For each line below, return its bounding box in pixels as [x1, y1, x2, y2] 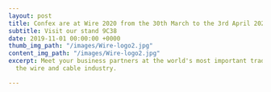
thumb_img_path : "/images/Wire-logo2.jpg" [8, 42, 153, 50]
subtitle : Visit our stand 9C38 [8, 27, 117, 35]
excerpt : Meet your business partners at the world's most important [8, 57, 248, 65]
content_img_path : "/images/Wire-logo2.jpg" [8, 49, 161, 57]
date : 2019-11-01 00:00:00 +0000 [8, 34, 121, 43]
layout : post [8, 11, 52, 20]
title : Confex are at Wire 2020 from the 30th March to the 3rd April [8, 19, 251, 27]
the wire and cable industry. [15, 65, 117, 73]
